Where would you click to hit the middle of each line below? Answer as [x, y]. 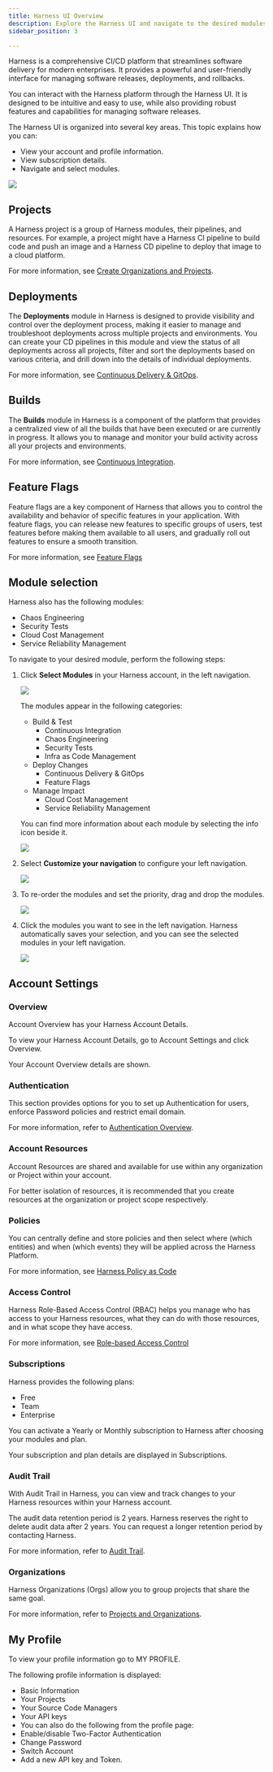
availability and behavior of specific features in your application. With [124, 515]
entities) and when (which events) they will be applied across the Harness [132, 1247]
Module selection [54, 583]
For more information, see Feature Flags [76, 557]
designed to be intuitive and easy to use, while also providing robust [123, 103]
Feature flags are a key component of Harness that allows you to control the [136, 507]
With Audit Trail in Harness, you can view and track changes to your [122, 1493]
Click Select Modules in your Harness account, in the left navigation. [135, 675]
